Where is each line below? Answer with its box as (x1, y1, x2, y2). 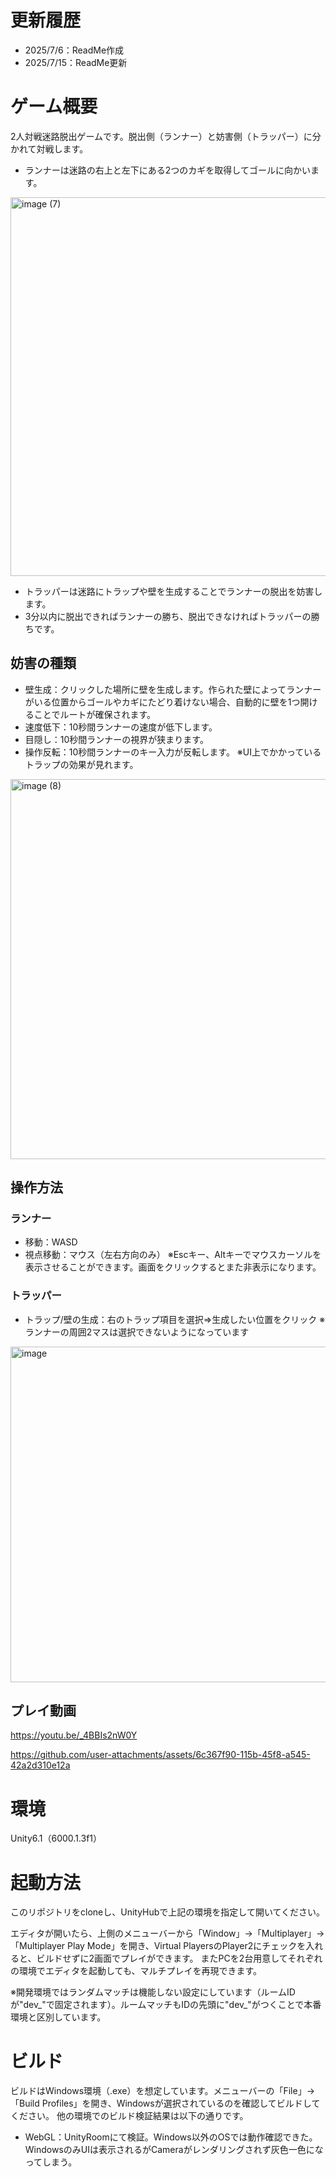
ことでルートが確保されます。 (33, 708, 156, 720)
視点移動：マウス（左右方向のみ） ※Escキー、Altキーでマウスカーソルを (24, 1249, 322, 1261)
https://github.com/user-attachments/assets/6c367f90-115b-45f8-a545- (10, 1749, 311, 1761)
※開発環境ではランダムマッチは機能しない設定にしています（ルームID (10, 1986, 296, 1998)
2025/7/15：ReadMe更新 (24, 56, 128, 68)
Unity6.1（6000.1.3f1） (10, 1832, 103, 1845)
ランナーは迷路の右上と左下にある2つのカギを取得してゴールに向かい (24, 164, 311, 176)
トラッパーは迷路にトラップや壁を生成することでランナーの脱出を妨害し (24, 585, 323, 597)
